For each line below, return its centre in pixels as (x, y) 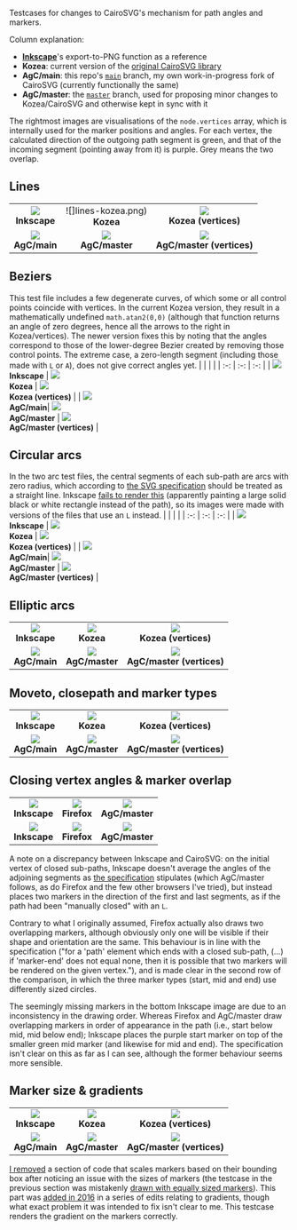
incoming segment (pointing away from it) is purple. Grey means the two (141, 149)
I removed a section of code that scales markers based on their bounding (143, 1169)
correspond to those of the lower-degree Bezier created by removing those (147, 345)
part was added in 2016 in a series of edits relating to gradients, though (140, 1197)
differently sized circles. (53, 988)
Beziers (31, 277)
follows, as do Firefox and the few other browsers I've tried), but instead (141, 886)
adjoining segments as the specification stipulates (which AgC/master (137, 877)
